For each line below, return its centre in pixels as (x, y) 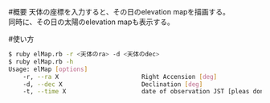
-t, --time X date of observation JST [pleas (136, 92)
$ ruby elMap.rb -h (41, 62)
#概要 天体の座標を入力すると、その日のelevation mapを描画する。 (119, 12)
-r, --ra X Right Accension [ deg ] (120, 76)
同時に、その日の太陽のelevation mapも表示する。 (91, 22)
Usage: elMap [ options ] (48, 69)
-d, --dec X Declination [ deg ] (113, 84)
